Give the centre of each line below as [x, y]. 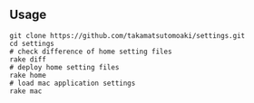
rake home [28, 75]
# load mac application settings [73, 83]
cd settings [32, 43]
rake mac [26, 91]
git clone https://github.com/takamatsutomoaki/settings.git [127, 35]
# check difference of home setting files [91, 51]
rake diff [28, 59]
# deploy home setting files [64, 67]
